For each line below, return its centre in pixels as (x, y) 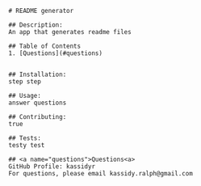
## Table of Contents (45, 46)
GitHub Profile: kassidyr (52, 167)
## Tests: (25, 138)
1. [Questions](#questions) (56, 53)
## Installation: (38, 74)
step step (25, 82)
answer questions (38, 103)
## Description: (36, 25)
